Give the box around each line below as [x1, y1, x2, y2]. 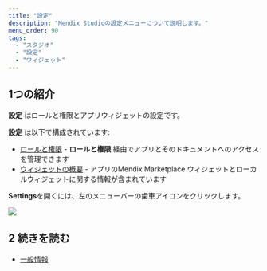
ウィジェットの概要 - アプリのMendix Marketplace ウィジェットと [19, 164, 237, 174]
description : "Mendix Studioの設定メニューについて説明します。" [8, 19, 209, 27]
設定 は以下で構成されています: [8, 127, 110, 136]
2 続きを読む [8, 232, 70, 245]
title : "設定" [8, 11, 53, 20]
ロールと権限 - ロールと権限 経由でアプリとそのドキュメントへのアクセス [19, 144, 259, 154]
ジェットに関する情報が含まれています [41, 174, 167, 183]
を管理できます [19, 154, 69, 163]
